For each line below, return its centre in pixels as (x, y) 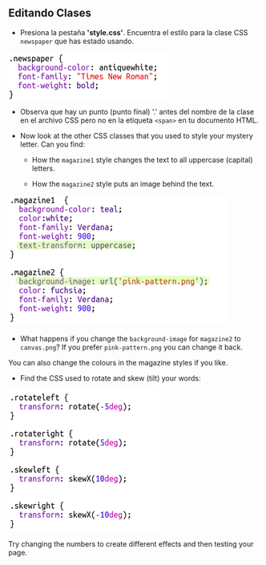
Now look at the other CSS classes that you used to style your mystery (137, 135)
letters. (44, 168)
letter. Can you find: (52, 144)
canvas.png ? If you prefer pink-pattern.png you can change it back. (131, 347)
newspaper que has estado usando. (77, 41)
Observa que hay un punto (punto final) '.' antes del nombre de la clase (137, 111)
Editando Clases (50, 13)
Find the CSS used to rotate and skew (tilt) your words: (111, 378)
